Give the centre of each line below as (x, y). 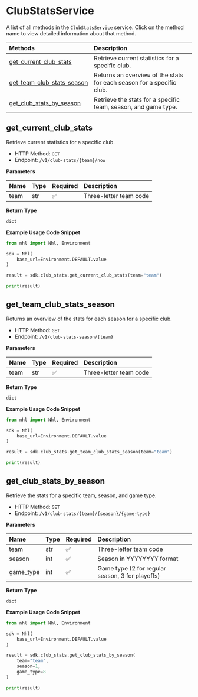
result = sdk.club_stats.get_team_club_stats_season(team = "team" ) (89, 452)
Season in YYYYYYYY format (138, 559)
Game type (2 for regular (132, 568)
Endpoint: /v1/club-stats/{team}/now (60, 160)
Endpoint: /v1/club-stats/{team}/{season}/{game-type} (82, 513)
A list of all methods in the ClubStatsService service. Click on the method (95, 27)
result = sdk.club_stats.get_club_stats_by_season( (71, 655)
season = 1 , (29, 666)
